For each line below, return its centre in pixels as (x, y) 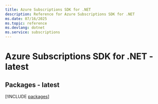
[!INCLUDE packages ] (27, 96)
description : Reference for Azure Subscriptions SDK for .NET (70, 14)
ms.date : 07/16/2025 (26, 19)
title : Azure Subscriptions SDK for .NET (48, 10)
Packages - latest (32, 85)
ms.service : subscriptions (33, 32)
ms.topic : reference (26, 23)
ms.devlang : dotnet (25, 28)
